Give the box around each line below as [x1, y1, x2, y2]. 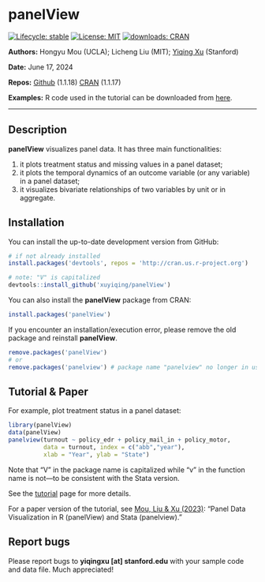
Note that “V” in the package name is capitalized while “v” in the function [8, 464, 246, 475]
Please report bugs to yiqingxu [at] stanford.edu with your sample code [8, 556, 244, 565]
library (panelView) [8, 421, 73, 430]
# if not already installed [8, 252, 101, 260]
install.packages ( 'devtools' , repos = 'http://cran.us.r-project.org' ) [8, 259, 248, 268]
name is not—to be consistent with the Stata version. [8, 473, 180, 482]
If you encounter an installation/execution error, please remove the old [8, 325, 237, 334]
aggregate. [19, 193, 56, 202]
